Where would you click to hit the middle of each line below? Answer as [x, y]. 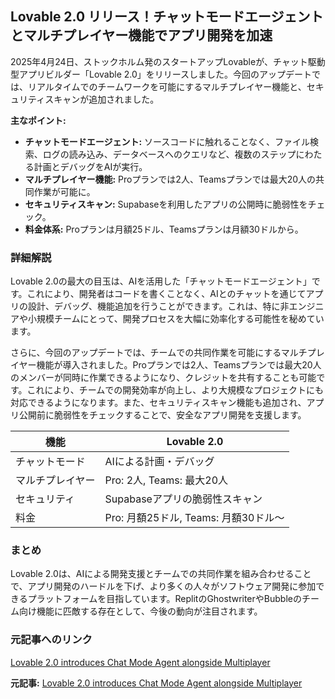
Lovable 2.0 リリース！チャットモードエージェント [167, 17]
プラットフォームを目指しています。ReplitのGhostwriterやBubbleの [164, 599]
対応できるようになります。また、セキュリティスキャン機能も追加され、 [158, 403]
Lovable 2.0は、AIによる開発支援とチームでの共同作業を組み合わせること [161, 574]
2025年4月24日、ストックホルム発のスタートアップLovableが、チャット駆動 [168, 61]
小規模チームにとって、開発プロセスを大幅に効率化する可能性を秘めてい [176, 319]
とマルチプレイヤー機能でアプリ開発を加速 [141, 35]
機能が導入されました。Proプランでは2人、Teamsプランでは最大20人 [179, 365]
